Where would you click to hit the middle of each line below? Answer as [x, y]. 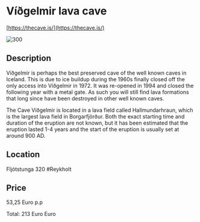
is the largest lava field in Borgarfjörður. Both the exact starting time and [95, 116]
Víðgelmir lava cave [57, 11]
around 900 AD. [26, 135]
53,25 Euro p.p [25, 202]
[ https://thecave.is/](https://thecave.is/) [55, 28]
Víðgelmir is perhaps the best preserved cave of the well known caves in [96, 73]
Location [23, 155]
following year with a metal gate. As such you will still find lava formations [98, 92]
